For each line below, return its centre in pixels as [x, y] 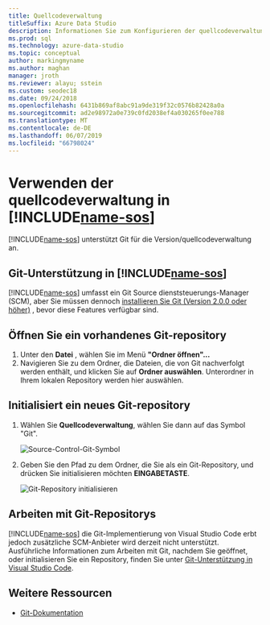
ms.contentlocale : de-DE [50, 128]
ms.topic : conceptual [45, 53]
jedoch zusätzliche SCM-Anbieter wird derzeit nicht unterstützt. [114, 542]
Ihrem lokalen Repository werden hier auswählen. [102, 380]
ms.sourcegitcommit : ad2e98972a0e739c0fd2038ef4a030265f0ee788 [117, 114]
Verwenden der [61, 183]
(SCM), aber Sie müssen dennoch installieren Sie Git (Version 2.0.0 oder [128, 301]
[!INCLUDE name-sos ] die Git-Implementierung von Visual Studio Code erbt [133, 533]
